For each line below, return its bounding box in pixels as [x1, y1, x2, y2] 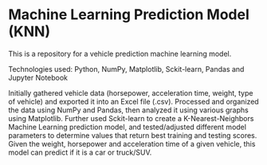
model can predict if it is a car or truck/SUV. [8, 147, 152, 157]
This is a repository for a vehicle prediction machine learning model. [8, 49, 232, 58]
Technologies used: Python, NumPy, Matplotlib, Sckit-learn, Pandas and [8, 64, 245, 73]
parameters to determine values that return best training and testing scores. [8, 130, 257, 140]
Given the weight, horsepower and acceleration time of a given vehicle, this [8, 139, 256, 148]
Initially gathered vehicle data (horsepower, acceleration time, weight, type [8, 88, 253, 97]
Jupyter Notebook [8, 73, 69, 82]
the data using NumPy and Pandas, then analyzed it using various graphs [8, 105, 249, 115]
